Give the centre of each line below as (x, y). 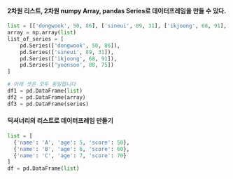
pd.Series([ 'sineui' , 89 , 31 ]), (67, 52)
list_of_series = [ (36, 39)
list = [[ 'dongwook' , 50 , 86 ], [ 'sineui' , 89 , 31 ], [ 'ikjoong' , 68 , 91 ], (117, 26)
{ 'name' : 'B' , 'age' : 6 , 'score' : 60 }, (72, 149)
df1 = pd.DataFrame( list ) (45, 91)
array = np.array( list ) (42, 33)
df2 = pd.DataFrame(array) (47, 97)
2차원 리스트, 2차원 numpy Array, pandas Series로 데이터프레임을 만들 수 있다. (117, 11)
